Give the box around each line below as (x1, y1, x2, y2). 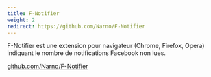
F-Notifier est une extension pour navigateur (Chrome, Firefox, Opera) (7, 42, 205, 50)
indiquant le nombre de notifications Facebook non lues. (7, 49, 166, 57)
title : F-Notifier (7, 10, 60, 17)
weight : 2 (7, 16, 36, 23)
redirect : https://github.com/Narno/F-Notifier (7, 23, 146, 30)
